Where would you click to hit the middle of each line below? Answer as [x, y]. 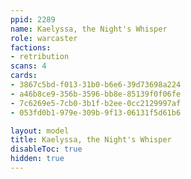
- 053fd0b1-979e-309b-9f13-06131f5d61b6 [96, 112]
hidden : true [37, 159]
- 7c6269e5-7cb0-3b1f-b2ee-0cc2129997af [96, 103]
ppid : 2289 [33, 19]
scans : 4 [28, 66]
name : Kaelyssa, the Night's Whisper [89, 29]
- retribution [40, 57]
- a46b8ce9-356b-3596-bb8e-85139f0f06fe [96, 94]
